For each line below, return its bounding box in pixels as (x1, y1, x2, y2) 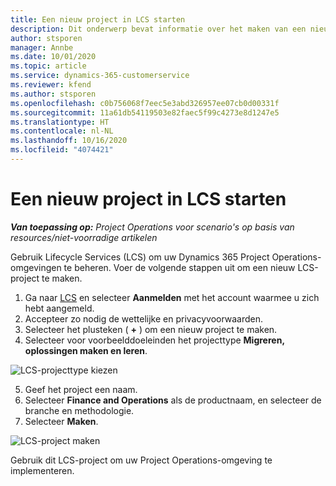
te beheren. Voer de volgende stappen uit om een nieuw (63, 261, 296, 273)
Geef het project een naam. (24, 383, 138, 395)
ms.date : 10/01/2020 (10, 52, 97, 62)
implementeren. (10, 464, 75, 476)
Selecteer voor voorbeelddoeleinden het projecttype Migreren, (24, 334, 285, 346)
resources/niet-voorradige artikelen (10, 231, 158, 243)
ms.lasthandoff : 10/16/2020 (10, 136, 128, 146)
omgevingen (10, 261, 62, 273)
